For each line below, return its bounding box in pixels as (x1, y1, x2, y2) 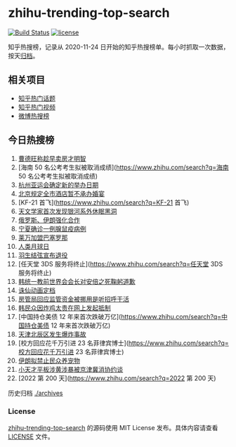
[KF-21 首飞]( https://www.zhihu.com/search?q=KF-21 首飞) (18, 198, 190, 207)
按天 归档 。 (8, 51, 39, 60)
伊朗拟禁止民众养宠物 (18, 356, 80, 365)
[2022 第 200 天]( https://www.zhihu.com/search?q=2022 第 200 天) (18, 374, 216, 382)
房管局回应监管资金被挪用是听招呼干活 (18, 294, 129, 303)
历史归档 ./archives (8, 389, 63, 397)
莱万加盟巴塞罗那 (18, 233, 68, 242)
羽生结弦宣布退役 (18, 251, 68, 259)
